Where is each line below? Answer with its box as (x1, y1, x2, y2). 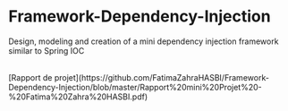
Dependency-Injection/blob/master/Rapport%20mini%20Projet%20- (8, 81, 262, 92)
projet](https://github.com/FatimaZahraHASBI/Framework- (54, 72, 270, 82)
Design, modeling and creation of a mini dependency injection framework (8, 36, 279, 47)
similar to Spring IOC (8, 45, 85, 55)
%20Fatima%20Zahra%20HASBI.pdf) (8, 91, 148, 102)
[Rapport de (8, 72, 53, 82)
